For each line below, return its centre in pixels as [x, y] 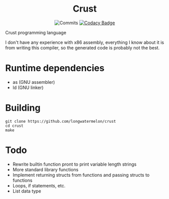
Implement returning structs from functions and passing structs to [81, 175]
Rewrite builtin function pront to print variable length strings [74, 164]
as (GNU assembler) [34, 82]
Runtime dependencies [55, 68]
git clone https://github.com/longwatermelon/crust [61, 121]
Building [23, 108]
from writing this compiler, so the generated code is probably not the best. [82, 47]
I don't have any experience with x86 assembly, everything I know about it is [85, 42]
